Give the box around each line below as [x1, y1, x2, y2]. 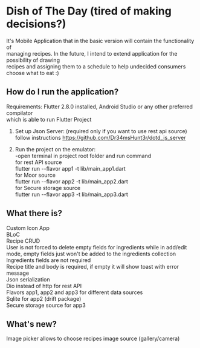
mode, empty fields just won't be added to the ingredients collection [6, 250, 176, 257]
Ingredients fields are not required [6, 256, 91, 264]
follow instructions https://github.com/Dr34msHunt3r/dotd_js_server [15, 134, 186, 141]
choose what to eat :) [6, 69, 59, 76]
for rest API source [15, 159, 62, 166]
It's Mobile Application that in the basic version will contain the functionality [6, 37, 195, 44]
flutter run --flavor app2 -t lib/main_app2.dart [15, 177, 129, 185]
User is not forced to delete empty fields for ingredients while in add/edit [6, 243, 187, 251]
